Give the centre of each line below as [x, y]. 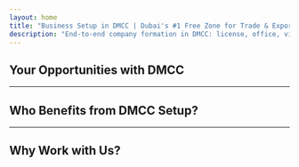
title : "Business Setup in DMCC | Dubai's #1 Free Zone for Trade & [139, 26]
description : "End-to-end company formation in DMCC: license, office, [145, 34]
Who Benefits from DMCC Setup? [104, 111]
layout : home [33, 17]
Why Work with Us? [65, 151]
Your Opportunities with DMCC [97, 70]
